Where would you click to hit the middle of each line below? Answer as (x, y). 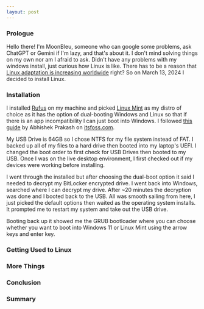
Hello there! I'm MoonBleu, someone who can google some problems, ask (99, 46)
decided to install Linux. (36, 79)
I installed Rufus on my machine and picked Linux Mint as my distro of (94, 108)
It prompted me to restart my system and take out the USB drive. (87, 209)
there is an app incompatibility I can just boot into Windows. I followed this (100, 121)
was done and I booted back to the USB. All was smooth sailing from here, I (101, 196)
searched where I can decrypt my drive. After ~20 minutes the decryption (99, 190)
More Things (26, 266)
